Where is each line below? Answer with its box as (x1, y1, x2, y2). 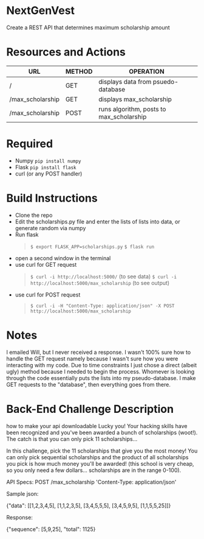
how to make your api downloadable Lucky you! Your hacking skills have (6, 422, 188, 429)
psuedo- (152, 77, 179, 86)
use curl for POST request (15, 291, 81, 298)
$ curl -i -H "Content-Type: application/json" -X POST (30, 303, 175, 309)
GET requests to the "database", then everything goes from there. (6, 381, 171, 388)
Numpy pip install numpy (15, 157, 81, 164)
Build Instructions (6, 191, 98, 205)
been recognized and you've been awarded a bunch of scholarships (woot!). (6, 429, 198, 436)
